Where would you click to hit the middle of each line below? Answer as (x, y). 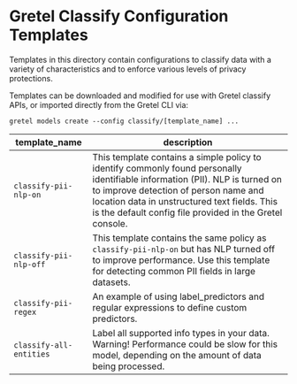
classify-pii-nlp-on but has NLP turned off (184, 249)
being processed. (129, 366)
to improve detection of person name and (178, 190)
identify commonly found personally (167, 168)
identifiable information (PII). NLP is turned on (187, 179)
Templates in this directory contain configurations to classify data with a (141, 59)
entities (32, 354)
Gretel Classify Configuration (119, 16)
